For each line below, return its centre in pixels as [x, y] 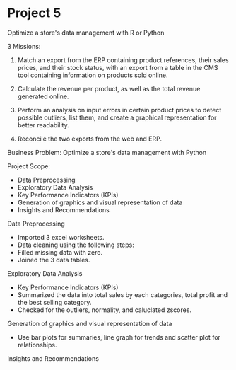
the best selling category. [54, 302]
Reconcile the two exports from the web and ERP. [90, 139]
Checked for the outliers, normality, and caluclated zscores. [105, 310]
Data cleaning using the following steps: [76, 245]
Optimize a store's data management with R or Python [86, 33]
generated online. [43, 96]
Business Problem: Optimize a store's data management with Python [107, 152]
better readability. [43, 125]
